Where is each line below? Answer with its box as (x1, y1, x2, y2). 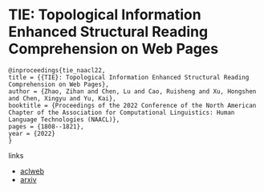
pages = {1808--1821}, (8, 122, 84, 130)
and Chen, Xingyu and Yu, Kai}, (8, 94, 116, 102)
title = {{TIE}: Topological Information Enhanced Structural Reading (8, 73, 250, 81)
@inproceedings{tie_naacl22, (8, 66, 106, 74)
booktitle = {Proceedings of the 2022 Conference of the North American (8, 101, 257, 109)
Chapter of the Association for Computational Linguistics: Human (8, 108, 235, 116)
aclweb (19, 166, 44, 176)
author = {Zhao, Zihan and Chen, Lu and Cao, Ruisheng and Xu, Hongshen (8, 87, 257, 96)
